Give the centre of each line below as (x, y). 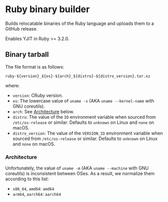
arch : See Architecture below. (43, 111)
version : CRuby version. (38, 95)
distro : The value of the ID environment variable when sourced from (84, 117)
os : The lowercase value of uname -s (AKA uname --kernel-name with (83, 100)
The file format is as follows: (35, 66)
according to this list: (27, 179)
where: (13, 85)
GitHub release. (22, 28)
